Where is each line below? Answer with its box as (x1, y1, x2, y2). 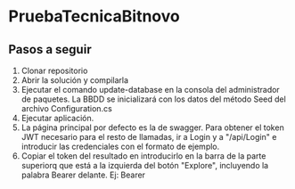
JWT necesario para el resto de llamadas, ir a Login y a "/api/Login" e (20, 132, 277, 142)
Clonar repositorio (20, 65, 88, 76)
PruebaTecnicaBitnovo (8, 6, 180, 27)
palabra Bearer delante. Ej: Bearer (20, 169, 146, 180)
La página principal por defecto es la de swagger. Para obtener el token (20, 122, 284, 133)
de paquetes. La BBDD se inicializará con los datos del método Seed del (20, 94, 286, 104)
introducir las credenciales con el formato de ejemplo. (20, 141, 220, 152)
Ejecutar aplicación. (20, 113, 94, 123)
